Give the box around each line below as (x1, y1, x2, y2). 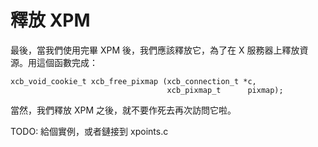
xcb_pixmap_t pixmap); (166, 85, 284, 95)
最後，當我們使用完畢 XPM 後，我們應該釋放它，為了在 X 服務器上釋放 (10, 44, 300, 56)
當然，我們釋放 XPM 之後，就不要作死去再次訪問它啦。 (10, 104, 237, 116)
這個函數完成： (36, 56, 98, 68)
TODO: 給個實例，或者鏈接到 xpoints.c (10, 125, 169, 137)
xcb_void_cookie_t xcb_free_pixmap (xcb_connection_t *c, (10, 76, 257, 86)
